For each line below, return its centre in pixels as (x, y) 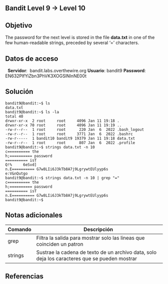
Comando (19, 229)
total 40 (14, 116)
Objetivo (19, 25)
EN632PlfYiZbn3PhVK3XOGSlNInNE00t (46, 76)
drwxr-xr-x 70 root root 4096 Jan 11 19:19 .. (63, 125)
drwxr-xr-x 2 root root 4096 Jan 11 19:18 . (62, 121)
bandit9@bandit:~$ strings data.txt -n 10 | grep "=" (62, 178)
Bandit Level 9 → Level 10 (45, 8)
